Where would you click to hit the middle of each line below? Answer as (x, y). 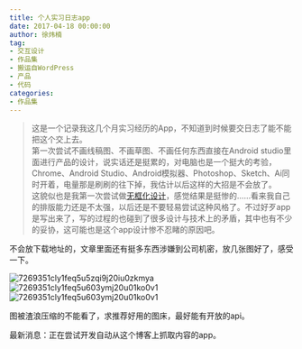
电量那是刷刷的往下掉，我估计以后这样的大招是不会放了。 (169, 185)
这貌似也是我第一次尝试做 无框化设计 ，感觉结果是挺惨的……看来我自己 (160, 196)
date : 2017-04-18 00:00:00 (60, 26)
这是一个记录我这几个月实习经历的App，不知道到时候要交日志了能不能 (161, 128)
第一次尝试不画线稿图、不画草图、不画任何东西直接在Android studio (157, 151)
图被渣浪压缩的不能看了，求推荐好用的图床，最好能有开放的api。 (129, 316)
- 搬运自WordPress (42, 69)
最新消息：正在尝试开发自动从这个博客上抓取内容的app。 (115, 335)
